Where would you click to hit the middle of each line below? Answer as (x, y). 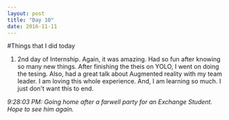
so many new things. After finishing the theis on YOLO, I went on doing (118, 67)
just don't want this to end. (55, 89)
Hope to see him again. (41, 109)
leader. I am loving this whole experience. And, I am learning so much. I (119, 81)
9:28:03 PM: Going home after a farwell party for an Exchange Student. (110, 102)
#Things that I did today (41, 46)
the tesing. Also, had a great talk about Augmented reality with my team (120, 74)
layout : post (26, 13)
